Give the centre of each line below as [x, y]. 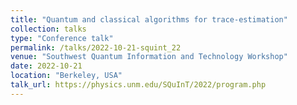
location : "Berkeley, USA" [66, 76]
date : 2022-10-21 [46, 66]
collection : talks [48, 29]
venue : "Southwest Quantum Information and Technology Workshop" [149, 57]
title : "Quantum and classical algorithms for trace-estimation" [149, 19]
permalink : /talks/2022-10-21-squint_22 [96, 47]
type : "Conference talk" [62, 38]
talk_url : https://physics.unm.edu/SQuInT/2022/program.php [138, 85]
